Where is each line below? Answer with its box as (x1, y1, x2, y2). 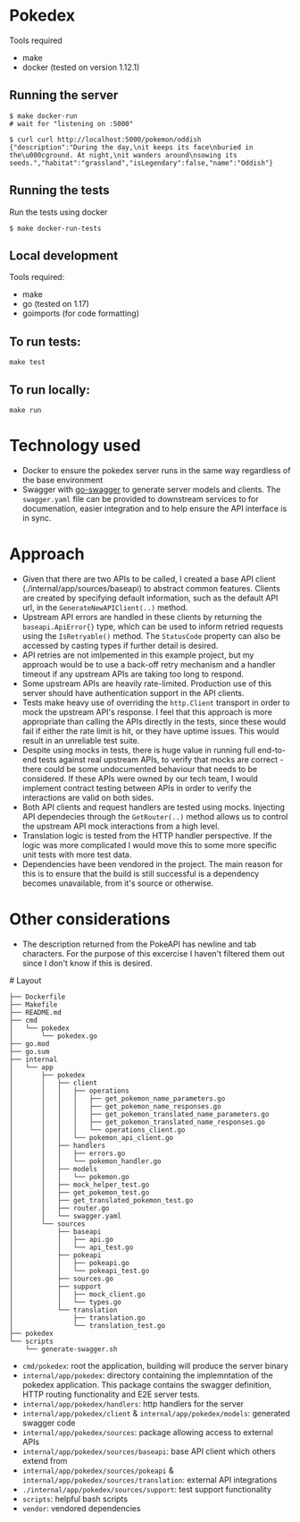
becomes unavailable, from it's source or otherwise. (21, 878, 214, 889)
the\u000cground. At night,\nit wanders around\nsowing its (9, 150, 238, 159)
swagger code (21, 1417, 76, 1428)
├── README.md (9, 1008, 62, 1016)
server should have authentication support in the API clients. (21, 687, 245, 698)
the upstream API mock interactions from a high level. (21, 821, 221, 831)
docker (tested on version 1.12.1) (21, 62, 140, 72)
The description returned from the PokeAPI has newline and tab (21, 939, 257, 949)
